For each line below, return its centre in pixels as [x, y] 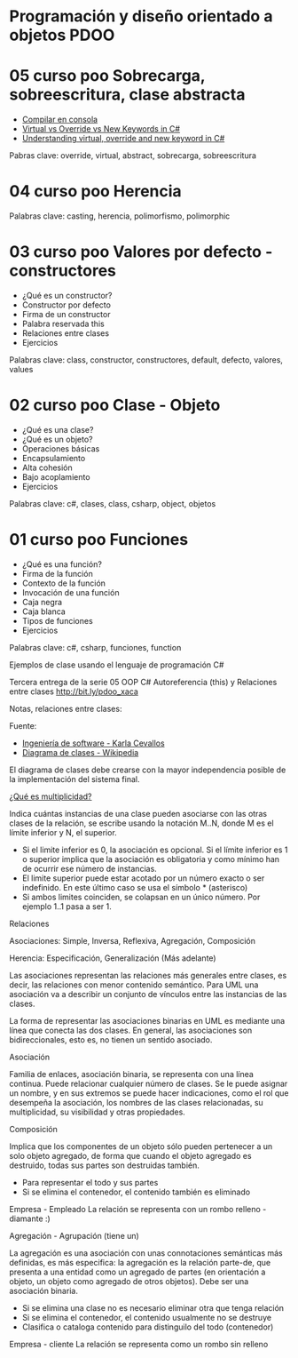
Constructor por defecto [66, 305]
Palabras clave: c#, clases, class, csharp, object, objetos [113, 503]
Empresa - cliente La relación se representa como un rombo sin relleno [139, 1344]
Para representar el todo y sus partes [90, 1182]
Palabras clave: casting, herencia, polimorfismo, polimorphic [120, 216]
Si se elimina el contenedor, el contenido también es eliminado [136, 1192]
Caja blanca [44, 611]
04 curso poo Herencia [95, 192]
